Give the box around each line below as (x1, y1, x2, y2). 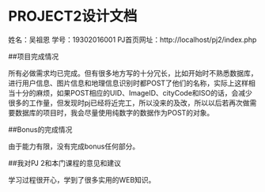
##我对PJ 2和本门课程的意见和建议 (8, 158, 121, 168)
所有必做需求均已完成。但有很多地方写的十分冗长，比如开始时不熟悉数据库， (8, 68, 258, 77)
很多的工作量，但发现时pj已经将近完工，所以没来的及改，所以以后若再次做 (8, 98, 250, 107)
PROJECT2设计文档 (8, 7, 138, 25)
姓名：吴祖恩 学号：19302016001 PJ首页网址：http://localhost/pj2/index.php (8, 35, 257, 44)
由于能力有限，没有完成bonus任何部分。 (8, 141, 140, 151)
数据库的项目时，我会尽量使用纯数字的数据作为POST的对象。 (14, 107, 214, 117)
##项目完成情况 (8, 51, 59, 61)
